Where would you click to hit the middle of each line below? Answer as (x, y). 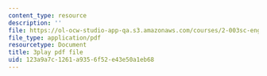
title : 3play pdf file (46, 52)
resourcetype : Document (48, 45)
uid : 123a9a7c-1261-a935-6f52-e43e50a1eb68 (81, 60)
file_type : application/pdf (55, 38)
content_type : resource (48, 15)
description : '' (35, 23)
